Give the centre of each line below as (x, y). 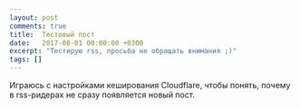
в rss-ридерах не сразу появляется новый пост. (102, 95)
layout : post (34, 18)
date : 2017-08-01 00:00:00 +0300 (77, 43)
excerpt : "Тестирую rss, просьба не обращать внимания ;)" (123, 51)
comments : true (38, 26)
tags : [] (26, 59)
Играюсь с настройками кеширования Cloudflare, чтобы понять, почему (150, 85)
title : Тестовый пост (52, 34)
